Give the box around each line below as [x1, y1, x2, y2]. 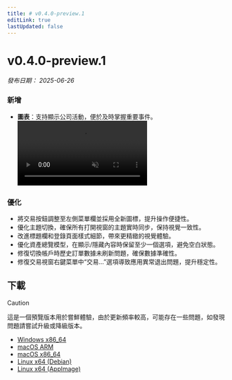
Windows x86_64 [17, 335, 67, 343]
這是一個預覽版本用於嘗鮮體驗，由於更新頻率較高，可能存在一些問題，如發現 [7, 312, 225, 321]
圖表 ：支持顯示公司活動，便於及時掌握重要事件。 [17, 112, 157, 121]
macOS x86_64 [17, 350, 61, 358]
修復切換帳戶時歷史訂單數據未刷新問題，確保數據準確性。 [17, 249, 181, 257]
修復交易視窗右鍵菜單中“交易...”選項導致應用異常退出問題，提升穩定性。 [17, 257, 222, 266]
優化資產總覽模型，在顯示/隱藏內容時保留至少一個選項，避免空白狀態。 [17, 240, 220, 249]
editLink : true [7, 17, 51, 23]
